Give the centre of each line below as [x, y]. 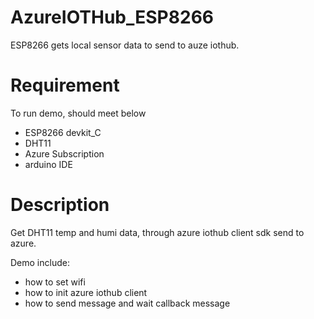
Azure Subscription [64, 153]
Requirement [65, 85]
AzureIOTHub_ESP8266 [112, 17]
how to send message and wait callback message [127, 303]
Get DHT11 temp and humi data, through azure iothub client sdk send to [157, 232]
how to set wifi [55, 282]
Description [60, 205]
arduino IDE [48, 164]
